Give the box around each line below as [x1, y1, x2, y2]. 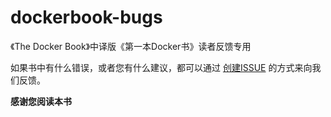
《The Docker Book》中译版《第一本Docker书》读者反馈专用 [10, 40, 252, 52]
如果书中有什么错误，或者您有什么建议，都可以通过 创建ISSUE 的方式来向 [10, 61, 313, 73]
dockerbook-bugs [10, 6, 163, 29]
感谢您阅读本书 [10, 95, 72, 107]
